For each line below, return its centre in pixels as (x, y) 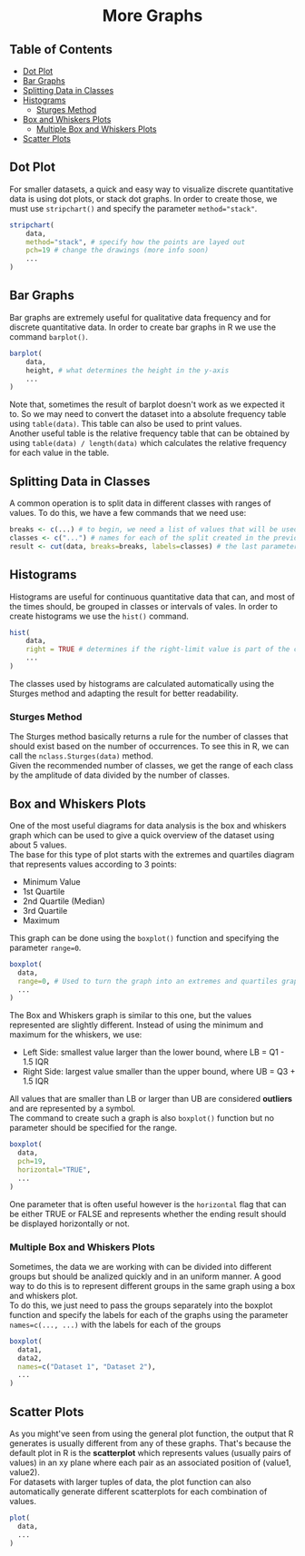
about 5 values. (38, 845)
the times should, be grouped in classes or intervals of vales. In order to (144, 606)
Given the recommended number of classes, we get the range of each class (151, 766)
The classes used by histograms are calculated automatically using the (142, 683)
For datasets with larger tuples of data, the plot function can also (130, 1482)
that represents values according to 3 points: (93, 864)
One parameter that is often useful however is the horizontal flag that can (148, 1204)
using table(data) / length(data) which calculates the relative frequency (148, 443)
